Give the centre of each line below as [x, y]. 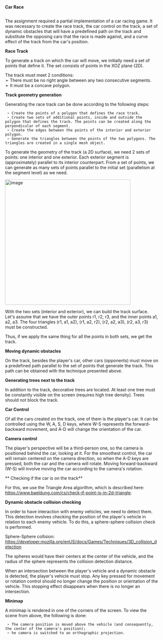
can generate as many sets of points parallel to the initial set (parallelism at [80, 168]
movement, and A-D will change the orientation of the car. [84, 429]
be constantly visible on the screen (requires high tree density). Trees [75, 395]
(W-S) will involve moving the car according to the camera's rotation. [74, 469]
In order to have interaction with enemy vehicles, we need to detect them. [79, 512]
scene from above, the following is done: [46, 616]
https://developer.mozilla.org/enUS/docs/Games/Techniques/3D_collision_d [81, 542]
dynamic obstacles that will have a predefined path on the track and [73, 32]
